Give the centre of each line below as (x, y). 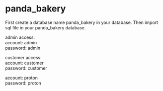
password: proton (23, 83)
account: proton (22, 78)
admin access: (20, 37)
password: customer (26, 68)
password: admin (23, 48)
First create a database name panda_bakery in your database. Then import (81, 22)
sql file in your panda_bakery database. (45, 27)
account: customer (24, 63)
